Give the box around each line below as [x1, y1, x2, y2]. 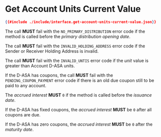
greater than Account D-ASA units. [5, 62, 75, 69]
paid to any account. [5, 82, 46, 88]
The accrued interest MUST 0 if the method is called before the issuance [5, 92, 152, 98]
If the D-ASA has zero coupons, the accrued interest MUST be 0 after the [5, 121, 153, 127]
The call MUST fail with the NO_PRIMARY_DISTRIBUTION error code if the [5, 28, 145, 34]
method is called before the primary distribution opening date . [5, 33, 131, 39]
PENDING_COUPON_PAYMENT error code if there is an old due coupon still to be [5, 77, 154, 83]
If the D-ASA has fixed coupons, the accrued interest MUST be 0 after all [5, 106, 152, 113]
